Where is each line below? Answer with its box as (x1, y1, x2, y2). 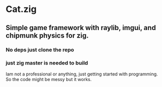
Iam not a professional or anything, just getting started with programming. (6, 71, 158, 77)
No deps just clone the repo (6, 46, 74, 53)
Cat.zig (6, 3, 37, 15)
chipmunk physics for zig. (6, 31, 89, 39)
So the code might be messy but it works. (6, 76, 92, 82)
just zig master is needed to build (6, 59, 88, 66)
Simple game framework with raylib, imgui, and (6, 23, 156, 32)
